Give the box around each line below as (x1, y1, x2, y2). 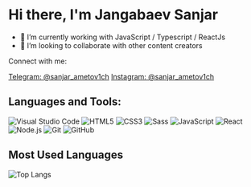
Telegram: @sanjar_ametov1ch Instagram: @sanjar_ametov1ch (8, 71, 215, 81)
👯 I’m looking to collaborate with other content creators (19, 40, 203, 50)
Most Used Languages (8, 148, 123, 162)
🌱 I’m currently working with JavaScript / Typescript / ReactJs (19, 32, 226, 42)
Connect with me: (8, 56, 67, 66)
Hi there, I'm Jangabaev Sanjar (8, 6, 219, 24)
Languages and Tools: (8, 95, 122, 109)
